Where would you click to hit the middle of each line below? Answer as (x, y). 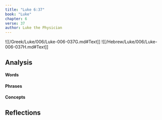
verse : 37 (15, 23)
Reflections (23, 112)
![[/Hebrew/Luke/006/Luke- (129, 42)
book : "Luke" (18, 14)
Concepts (15, 97)
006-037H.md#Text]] (27, 47)
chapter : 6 (16, 19)
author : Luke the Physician (34, 28)
